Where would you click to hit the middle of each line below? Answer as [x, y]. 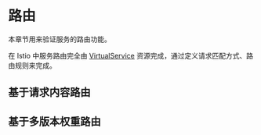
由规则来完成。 [32, 65]
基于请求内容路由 [49, 92]
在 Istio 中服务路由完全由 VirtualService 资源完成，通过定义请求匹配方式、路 [130, 55]
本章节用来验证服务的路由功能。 [60, 39]
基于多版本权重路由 [54, 121]
